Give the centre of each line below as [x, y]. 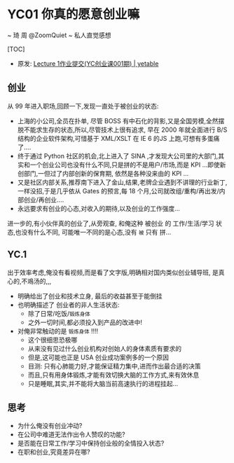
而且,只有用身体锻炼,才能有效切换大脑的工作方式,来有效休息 [113, 375]
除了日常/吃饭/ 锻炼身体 [59, 313]
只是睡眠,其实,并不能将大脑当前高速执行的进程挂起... [103, 383]
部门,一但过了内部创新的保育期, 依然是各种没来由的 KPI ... [106, 173]
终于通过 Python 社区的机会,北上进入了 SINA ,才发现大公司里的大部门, [118, 156]
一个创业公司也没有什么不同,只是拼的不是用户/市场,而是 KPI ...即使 [125, 165]
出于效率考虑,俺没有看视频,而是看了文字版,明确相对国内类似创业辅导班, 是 [113, 272]
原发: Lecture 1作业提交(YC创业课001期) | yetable [88, 63]
